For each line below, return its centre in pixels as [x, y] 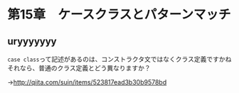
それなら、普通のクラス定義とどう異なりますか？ [79, 68]
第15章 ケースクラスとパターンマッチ [119, 15]
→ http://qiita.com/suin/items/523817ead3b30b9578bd [87, 82]
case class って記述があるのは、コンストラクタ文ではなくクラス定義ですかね [119, 59]
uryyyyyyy [32, 41]
